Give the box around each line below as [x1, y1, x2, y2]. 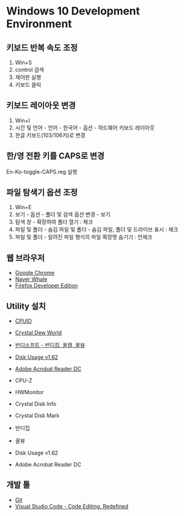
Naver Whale [14, 275, 48, 283]
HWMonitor [14, 389, 44, 396]
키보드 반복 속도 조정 [6, 42, 78, 52]
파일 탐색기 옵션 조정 [6, 187, 78, 198]
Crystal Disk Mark [14, 412, 60, 420]
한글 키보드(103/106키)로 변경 [14, 131, 86, 139]
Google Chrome [14, 269, 55, 277]
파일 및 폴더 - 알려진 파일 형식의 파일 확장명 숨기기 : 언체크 [14, 233, 153, 241]
